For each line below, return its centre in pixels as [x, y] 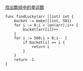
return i [41, 47]
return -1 [24, 60]
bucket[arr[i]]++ [41, 30]
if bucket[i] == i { [44, 42]
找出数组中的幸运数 [25, 7]
